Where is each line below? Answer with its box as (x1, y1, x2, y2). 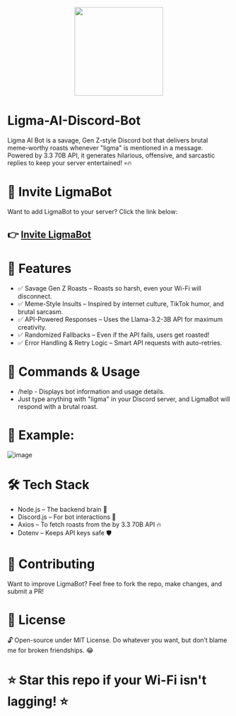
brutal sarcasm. (17, 308, 64, 316)
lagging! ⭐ (7, 693, 69, 710)
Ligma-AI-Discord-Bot (7, 113, 141, 129)
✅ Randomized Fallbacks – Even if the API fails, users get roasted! (17, 330, 210, 340)
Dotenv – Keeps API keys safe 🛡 (17, 529, 112, 537)
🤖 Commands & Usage (7, 364, 140, 380)
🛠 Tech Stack (7, 477, 90, 493)
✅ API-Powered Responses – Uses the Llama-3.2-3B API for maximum (17, 315, 223, 324)
